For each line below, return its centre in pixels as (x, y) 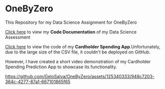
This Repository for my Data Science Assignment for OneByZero (71, 22)
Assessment (18, 37)
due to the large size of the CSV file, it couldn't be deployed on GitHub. (78, 52)
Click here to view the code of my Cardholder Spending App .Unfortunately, (83, 46)
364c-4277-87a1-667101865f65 (38, 82)
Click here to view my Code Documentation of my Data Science (71, 32)
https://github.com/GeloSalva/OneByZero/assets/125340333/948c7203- (80, 76)
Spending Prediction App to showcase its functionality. (61, 67)
